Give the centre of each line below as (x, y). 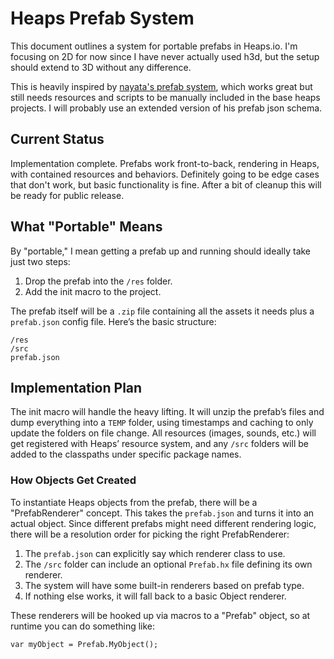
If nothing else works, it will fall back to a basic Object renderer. (155, 596)
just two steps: (40, 261)
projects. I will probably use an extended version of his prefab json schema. (166, 108)
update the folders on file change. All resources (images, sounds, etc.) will (163, 433)
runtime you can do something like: (83, 626)
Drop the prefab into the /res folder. (98, 281)
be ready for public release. (67, 195)
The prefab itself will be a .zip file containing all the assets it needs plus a (162, 311)
